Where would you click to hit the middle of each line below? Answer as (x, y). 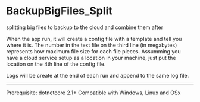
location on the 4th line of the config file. (56, 64)
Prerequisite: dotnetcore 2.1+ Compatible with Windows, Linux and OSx (93, 93)
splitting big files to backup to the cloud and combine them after (85, 27)
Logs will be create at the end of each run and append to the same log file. (98, 75)
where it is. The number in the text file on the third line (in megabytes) (92, 45)
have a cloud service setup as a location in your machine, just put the (91, 58)
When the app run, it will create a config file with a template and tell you (94, 39)
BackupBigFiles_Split (60, 11)
